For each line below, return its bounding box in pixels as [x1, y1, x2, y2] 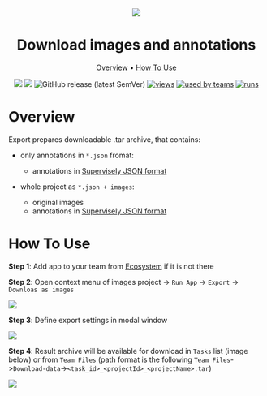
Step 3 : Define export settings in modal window [8, 315, 168, 325]
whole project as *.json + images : [19, 182, 136, 192]
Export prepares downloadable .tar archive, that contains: [8, 134, 201, 144]
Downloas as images [8, 286, 75, 294]
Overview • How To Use [96, 62, 177, 72]
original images [32, 197, 84, 207]
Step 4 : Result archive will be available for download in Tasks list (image [8, 346, 248, 355]
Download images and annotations [16, 36, 256, 54]
